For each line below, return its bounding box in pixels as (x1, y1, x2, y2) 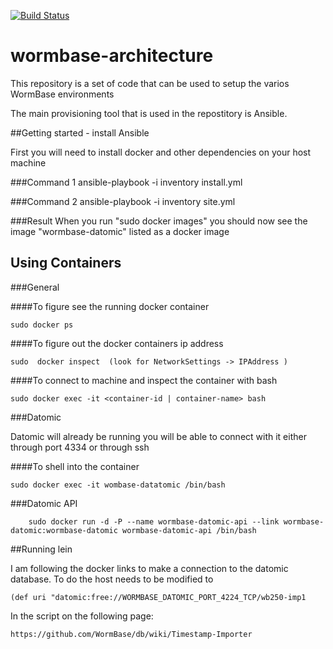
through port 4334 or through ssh (10, 441, 150, 453)
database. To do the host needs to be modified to (10, 573, 214, 585)
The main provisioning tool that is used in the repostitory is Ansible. (10, 107, 288, 119)
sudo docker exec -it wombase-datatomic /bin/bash (10, 480, 226, 490)
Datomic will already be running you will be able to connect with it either (10, 430, 307, 442)
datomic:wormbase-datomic (10, 525, 118, 535)
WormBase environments (10, 88, 115, 100)
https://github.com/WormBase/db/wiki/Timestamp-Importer (10, 629, 253, 639)
